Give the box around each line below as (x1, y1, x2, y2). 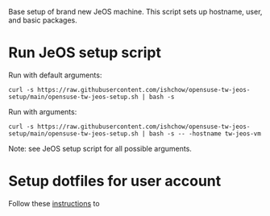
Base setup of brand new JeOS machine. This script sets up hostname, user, (8, 7, 263, 16)
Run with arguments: (8, 106, 77, 116)
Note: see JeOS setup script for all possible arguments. (8, 143, 192, 153)
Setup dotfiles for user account (8, 172, 222, 190)
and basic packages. (8, 15, 78, 25)
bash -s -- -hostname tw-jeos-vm (148, 129, 262, 138)
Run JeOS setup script (8, 44, 161, 62)
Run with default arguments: (8, 70, 102, 80)
